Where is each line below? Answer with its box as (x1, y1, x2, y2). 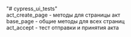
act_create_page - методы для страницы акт (6, 11, 121, 18)
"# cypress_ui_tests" (6, 5, 58, 12)
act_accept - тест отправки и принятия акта (6, 24, 119, 31)
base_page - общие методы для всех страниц (6, 18, 125, 24)
